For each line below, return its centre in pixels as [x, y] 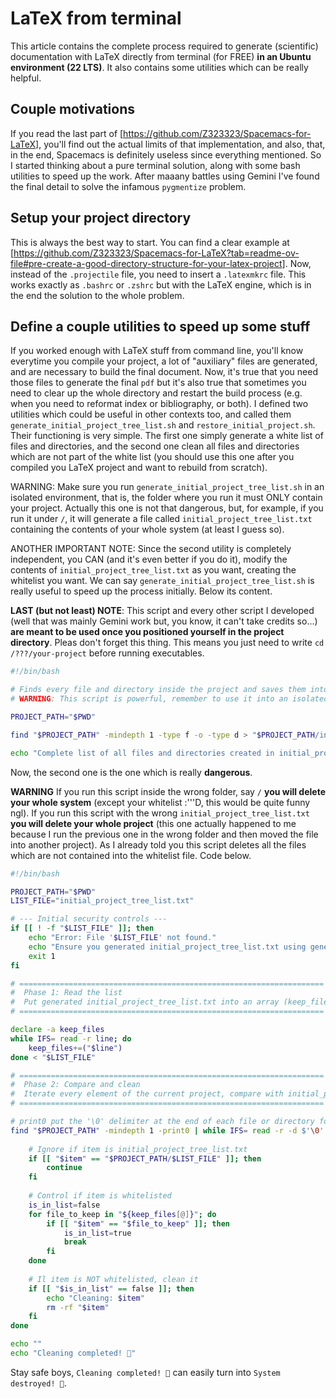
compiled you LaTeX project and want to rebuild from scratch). [139, 468]
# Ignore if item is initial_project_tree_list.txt [138, 1149]
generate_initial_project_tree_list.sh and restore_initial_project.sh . [163, 425]
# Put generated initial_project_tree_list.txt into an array [145, 1002]
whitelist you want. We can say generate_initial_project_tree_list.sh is [162, 581]
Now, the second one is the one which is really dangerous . [131, 772]
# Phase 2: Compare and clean [75, 1085]
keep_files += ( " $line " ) [75, 1048]
